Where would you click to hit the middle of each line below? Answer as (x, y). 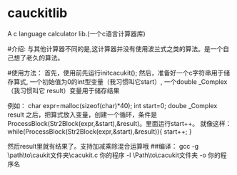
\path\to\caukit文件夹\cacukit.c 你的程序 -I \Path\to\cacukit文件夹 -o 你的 (114, 155)
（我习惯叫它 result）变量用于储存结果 (64, 90)
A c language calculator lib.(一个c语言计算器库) (77, 33)
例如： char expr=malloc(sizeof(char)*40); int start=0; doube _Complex (112, 105)
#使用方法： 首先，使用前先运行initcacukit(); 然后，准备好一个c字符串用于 (116, 73)
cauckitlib (37, 13)
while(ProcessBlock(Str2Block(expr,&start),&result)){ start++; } (100, 131)
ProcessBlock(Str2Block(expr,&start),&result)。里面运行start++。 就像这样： (120, 123)
